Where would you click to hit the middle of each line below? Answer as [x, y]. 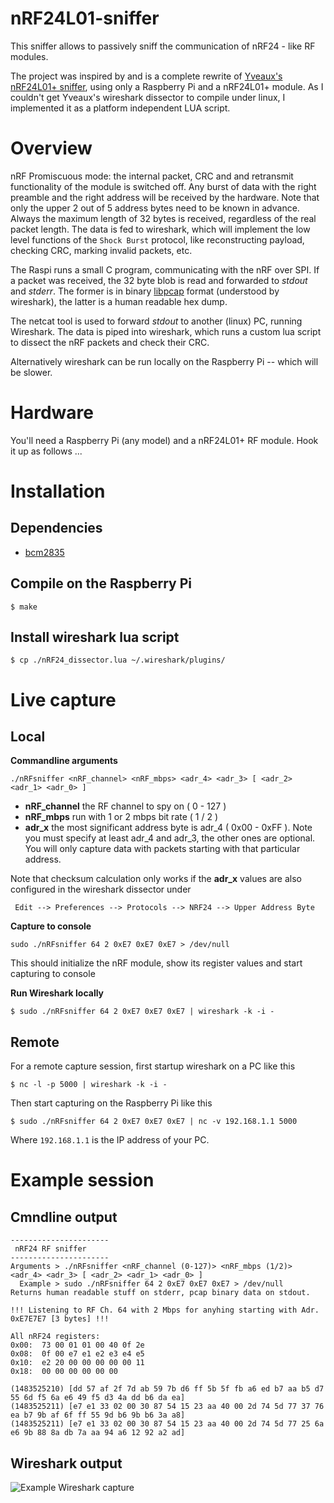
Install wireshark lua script [95, 637]
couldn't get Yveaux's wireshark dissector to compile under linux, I [148, 97]
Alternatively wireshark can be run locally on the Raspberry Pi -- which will [164, 361]
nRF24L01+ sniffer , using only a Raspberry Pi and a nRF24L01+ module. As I [167, 86]
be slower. [31, 372]
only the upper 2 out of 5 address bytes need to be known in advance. [155, 208]
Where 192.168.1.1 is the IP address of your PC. [110, 1140]
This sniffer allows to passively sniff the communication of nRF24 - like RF [163, 46]
